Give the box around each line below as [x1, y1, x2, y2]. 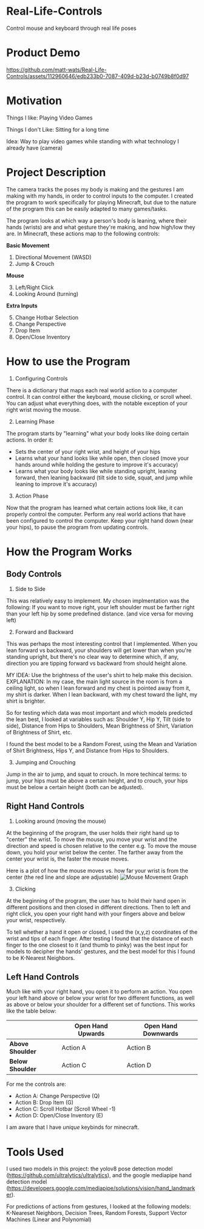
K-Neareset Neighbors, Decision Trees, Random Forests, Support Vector [6, 1209, 187, 1217]
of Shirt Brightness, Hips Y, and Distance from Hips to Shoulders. [6, 747, 169, 754]
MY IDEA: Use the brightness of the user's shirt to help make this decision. [6, 671, 193, 678]
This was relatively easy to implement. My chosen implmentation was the [6, 597, 189, 604]
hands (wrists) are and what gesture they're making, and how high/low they [6, 223, 195, 231]
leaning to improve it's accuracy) [15, 480, 98, 487]
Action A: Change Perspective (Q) [15, 1092, 100, 1100]
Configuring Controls [15, 374, 68, 382]
